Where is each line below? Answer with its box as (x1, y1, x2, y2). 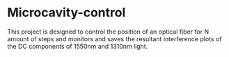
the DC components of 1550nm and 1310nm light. (7, 42, 148, 50)
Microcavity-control (7, 5, 126, 21)
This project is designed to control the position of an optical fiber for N (7, 27, 210, 36)
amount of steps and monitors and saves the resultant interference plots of (7, 34, 222, 43)
